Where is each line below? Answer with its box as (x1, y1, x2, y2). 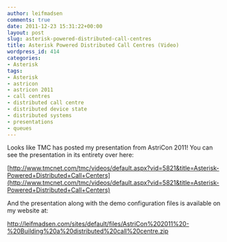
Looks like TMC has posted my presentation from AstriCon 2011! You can (7, 143, 213, 152)
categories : (7, 55, 41, 62)
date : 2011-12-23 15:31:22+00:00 (7, 23, 103, 29)
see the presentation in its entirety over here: (7, 151, 134, 159)
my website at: (7, 206, 49, 215)
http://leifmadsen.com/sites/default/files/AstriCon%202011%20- (7, 220, 190, 228)
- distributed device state (7, 106, 88, 112)
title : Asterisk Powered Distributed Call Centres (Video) (7, 42, 180, 49)
